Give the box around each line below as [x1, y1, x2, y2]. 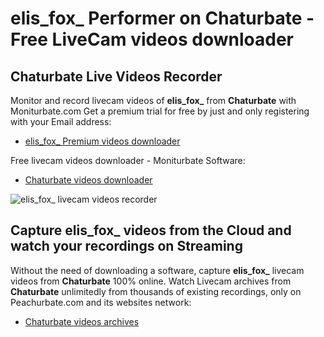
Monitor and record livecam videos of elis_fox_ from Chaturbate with [10, 95, 297, 106]
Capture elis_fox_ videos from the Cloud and [10, 222, 292, 239]
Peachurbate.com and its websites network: [10, 296, 192, 308]
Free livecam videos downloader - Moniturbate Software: [10, 155, 246, 166]
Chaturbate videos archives [24, 315, 140, 327]
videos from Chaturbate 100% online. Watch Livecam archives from [10, 275, 292, 287]
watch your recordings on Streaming [10, 238, 243, 255]
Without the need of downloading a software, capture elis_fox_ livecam [10, 264, 305, 276]
